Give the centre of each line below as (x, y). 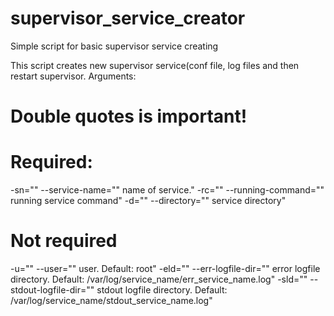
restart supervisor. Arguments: (73, 76)
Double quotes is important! (129, 116)
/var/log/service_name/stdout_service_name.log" (111, 300)
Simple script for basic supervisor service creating (114, 46)
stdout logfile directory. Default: (162, 290)
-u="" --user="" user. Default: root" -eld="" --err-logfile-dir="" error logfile (165, 268)
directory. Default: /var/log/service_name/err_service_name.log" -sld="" (159, 279)
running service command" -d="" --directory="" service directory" (148, 201)
